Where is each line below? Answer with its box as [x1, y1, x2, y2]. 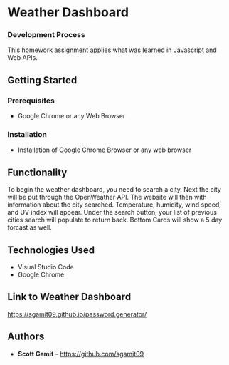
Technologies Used [7, 244, 95, 256]
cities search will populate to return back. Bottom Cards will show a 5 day [7, 215, 223, 225]
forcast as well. [7, 223, 52, 232]
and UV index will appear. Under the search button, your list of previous [7, 208, 217, 217]
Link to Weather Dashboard [7, 291, 132, 303]
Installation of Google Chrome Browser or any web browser [17, 145, 192, 154]
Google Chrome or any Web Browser [17, 112, 126, 120]
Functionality [7, 166, 68, 178]
